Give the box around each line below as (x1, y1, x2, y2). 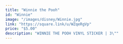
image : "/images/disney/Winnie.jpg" (5, 17, 83, 22)
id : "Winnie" (5, 12, 33, 17)
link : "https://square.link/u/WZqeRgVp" (5, 21, 92, 27)
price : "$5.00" (5, 26, 37, 31)
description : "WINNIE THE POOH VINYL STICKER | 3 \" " (5, 31, 119, 36)
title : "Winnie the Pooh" (5, 7, 60, 13)
